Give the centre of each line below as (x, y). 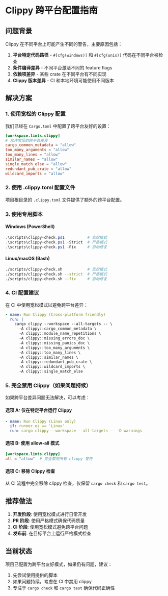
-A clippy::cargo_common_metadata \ (58, 329)
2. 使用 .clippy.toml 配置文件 (40, 188)
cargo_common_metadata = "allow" (41, 145)
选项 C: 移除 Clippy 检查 (30, 471)
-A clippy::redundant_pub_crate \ (55, 362)
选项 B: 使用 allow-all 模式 (32, 443)
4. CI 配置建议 (22, 293)
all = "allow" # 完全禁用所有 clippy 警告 (49, 459)
